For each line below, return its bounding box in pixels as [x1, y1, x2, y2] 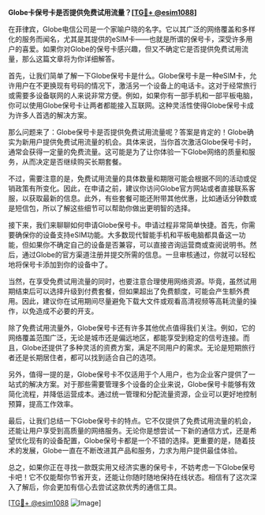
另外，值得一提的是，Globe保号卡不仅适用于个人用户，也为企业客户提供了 [8, 369, 248, 379]
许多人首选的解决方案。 [14, 111, 91, 119]
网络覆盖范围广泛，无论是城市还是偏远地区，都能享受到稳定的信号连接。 [8, 333, 243, 343]
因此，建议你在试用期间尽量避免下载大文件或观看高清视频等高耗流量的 [21, 297, 250, 305]
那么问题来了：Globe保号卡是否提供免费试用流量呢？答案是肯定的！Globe [8, 127, 247, 137]
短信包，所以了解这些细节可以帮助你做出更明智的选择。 [14, 203, 195, 213]
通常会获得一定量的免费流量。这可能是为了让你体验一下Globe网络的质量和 [8, 147, 248, 157]
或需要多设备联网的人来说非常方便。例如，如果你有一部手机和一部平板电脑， [8, 91, 257, 100]
